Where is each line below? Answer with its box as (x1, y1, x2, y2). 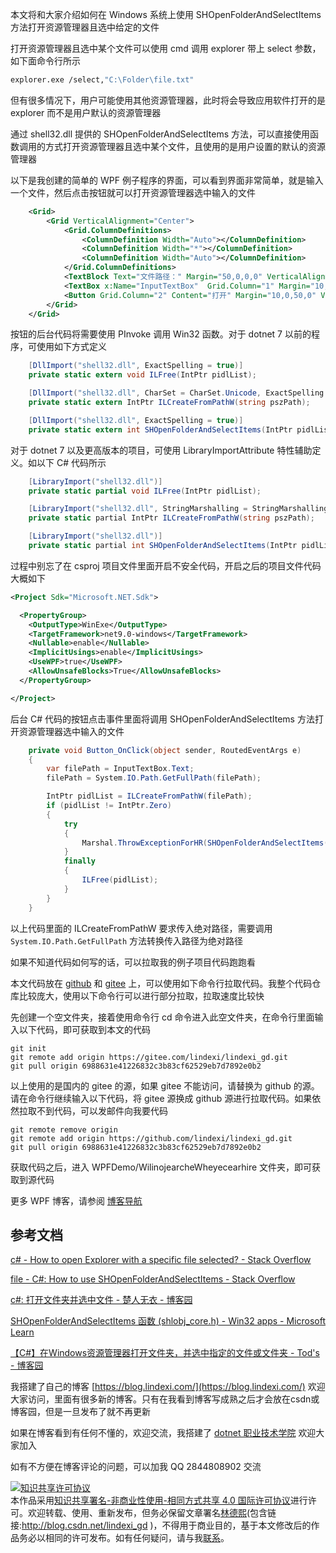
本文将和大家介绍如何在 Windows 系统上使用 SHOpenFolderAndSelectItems (10, 9, 322, 20)
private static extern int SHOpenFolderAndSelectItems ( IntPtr (28, 424, 293, 435)
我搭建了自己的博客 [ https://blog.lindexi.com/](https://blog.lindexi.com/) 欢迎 (10, 1381, 326, 1393)
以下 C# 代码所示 (36, 456, 107, 468)
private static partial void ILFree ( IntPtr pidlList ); (28, 486, 262, 496)
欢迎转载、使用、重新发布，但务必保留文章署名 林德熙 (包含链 (27, 1507, 277, 1519)
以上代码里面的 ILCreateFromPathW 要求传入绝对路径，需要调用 (10, 922, 273, 934)
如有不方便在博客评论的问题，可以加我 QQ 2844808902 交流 (10, 1461, 262, 1473)
